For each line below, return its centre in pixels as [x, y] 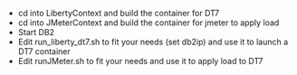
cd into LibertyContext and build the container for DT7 [119, 13]
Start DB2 [36, 32]
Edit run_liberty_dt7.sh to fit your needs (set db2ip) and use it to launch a [153, 42]
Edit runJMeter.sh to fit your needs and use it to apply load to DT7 [140, 61]
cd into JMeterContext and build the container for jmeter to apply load [148, 23]
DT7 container [44, 52]
